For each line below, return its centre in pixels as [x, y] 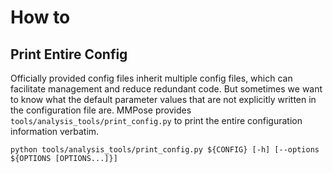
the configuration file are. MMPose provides [101, 110]
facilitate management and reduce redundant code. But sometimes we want [166, 89]
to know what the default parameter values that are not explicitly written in [163, 99]
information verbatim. [55, 131]
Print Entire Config [69, 54]
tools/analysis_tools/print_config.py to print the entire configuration [156, 120]
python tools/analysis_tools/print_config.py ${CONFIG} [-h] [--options [165, 150]
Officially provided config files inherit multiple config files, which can [151, 78]
